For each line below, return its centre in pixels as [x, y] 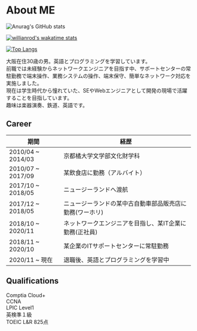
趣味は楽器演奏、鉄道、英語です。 [47, 105]
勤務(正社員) [81, 232]
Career [19, 124]
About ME [31, 10]
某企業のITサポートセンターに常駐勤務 [116, 245]
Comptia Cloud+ [26, 295]
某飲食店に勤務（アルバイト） [105, 172]
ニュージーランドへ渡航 [96, 189]
